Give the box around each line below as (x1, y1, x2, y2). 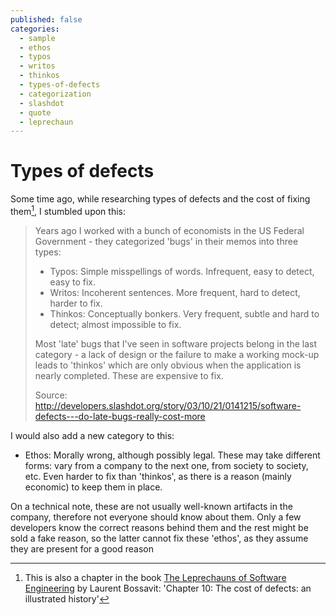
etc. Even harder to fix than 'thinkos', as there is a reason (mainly (24, 470, 292, 482)
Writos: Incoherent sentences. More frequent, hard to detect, (49, 286, 301, 298)
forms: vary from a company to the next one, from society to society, (24, 459, 309, 471)
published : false (10, 14, 83, 25)
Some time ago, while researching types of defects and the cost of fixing (10, 193, 311, 205)
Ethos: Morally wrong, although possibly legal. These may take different (24, 449, 321, 461)
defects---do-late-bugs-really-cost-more (34, 410, 206, 422)
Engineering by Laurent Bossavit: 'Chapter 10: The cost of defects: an (24, 582, 312, 594)
